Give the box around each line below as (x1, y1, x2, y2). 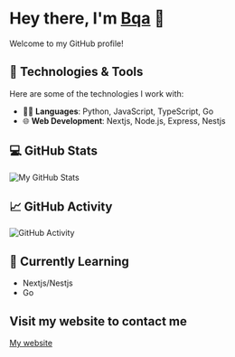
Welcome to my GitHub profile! (9, 38, 124, 49)
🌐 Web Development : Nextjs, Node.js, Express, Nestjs (22, 115, 226, 126)
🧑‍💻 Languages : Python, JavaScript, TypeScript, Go (22, 106, 214, 117)
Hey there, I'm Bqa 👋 (9, 8, 165, 29)
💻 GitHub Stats (9, 144, 98, 159)
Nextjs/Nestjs (22, 277, 74, 288)
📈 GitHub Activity (9, 199, 113, 214)
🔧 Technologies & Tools (9, 64, 144, 80)
